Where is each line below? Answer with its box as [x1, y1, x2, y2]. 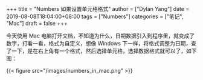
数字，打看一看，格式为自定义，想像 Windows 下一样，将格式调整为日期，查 [6, 40, 196, 47]
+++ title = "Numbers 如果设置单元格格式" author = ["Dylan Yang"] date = [6, 5, 190, 12]
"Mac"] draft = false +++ [6, 20, 68, 27]
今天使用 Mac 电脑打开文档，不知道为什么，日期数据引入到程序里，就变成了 [6, 32, 195, 39]
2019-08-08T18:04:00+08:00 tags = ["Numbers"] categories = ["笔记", [6, 13, 184, 20]
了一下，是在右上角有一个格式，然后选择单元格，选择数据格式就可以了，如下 [6, 47, 197, 55]
